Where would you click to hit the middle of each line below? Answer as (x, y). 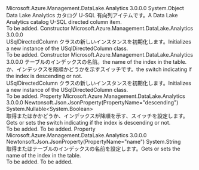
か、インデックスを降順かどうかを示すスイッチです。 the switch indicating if (99, 69)
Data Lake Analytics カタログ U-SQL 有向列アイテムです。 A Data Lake (92, 15)
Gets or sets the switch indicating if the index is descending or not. (88, 123)
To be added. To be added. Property (51, 129)
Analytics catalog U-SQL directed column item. (64, 22)
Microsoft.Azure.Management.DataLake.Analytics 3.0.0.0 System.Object (95, 8)
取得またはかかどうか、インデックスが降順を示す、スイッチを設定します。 (97, 116)
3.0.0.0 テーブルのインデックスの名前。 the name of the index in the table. (97, 62)
